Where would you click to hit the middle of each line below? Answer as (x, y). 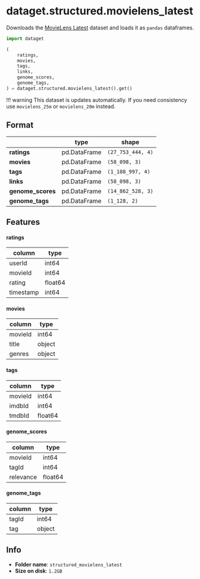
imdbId (19, 406)
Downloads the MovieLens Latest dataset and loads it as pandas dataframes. (100, 28)
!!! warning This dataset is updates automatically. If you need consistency (97, 99)
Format (20, 125)
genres (19, 354)
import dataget (25, 38)
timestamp (24, 292)
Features (23, 222)
